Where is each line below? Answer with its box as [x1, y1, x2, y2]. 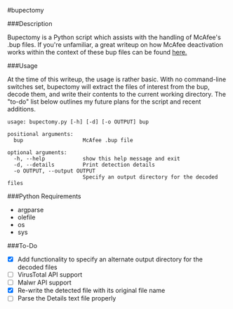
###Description [7, 20, 53, 27]
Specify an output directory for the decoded [82, 174, 218, 181]
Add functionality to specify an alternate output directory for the [17, 255, 204, 263]
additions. [7, 105, 36, 113]
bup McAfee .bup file [13, 137, 133, 144]
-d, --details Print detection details [13, 161, 156, 168]
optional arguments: [7, 149, 68, 156]
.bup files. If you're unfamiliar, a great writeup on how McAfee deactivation [7, 41, 223, 48]
